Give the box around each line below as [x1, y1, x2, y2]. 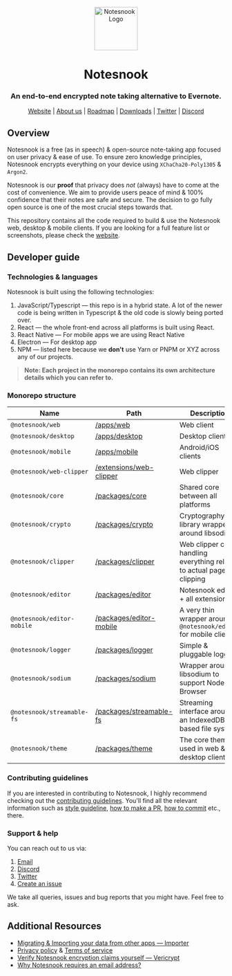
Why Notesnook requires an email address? [17, 961, 142, 969]
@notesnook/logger [10, 646, 71, 654]
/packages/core [95, 491, 147, 501]
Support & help [7, 828, 59, 838]
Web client [179, 420, 214, 430]
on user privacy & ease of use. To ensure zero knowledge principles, [7, 153, 202, 161]
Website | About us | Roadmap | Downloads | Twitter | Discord [28, 107, 204, 116]
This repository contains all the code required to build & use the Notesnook [7, 217, 221, 225]
